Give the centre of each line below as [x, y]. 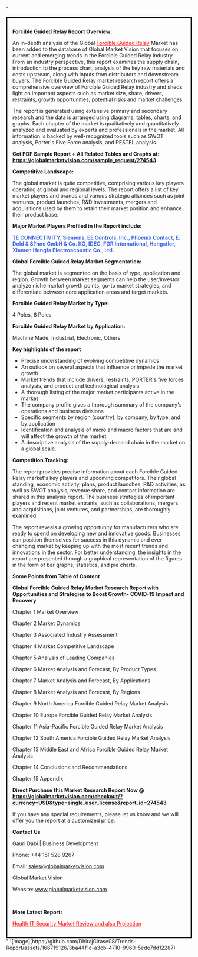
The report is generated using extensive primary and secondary [90, 111]
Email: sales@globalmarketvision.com [58, 866]
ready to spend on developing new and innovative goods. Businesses [97, 533]
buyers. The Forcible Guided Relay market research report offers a [93, 80]
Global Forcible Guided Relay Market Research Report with [86, 588]
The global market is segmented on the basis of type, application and [97, 273]
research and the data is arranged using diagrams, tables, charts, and [97, 117]
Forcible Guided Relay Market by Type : [61, 303]
